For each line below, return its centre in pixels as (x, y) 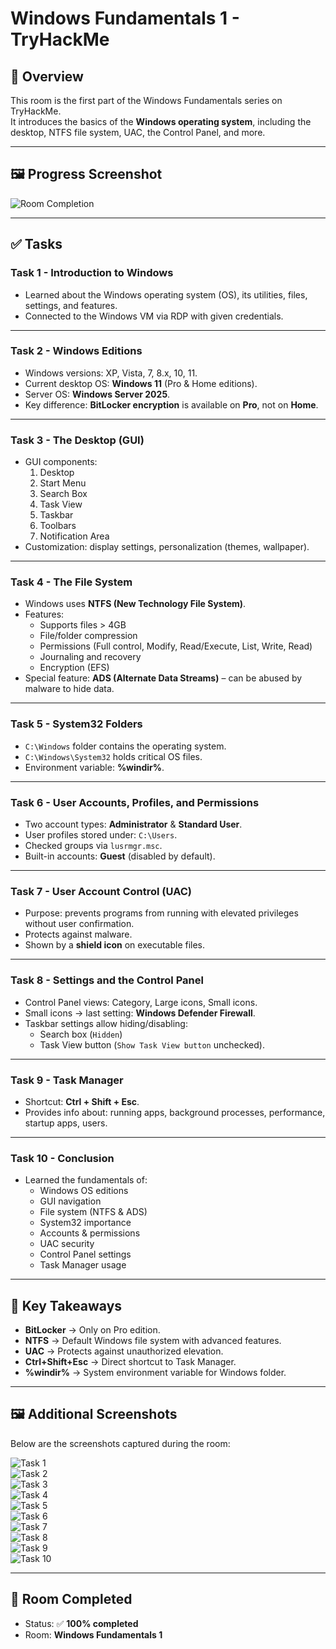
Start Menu (63, 483)
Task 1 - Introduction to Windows (92, 273)
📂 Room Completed (71, 1599)
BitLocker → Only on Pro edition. (92, 1329)
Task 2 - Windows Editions (76, 351)
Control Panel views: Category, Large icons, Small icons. (141, 1002)
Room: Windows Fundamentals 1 (93, 1634)
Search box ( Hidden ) (81, 1034)
